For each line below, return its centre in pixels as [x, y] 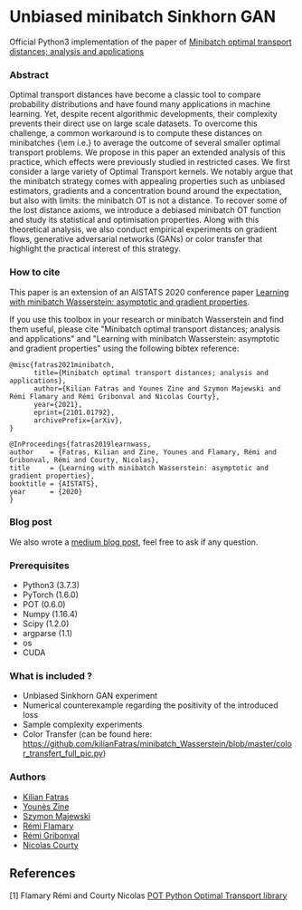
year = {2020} [46, 491]
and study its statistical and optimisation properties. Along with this [134, 220]
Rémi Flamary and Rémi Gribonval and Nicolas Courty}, [115, 396]
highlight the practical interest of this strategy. [95, 249]
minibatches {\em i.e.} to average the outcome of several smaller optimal [145, 143]
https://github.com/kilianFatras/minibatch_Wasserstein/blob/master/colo [157, 744]
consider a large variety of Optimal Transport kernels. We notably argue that [151, 172]
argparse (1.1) [47, 634]
